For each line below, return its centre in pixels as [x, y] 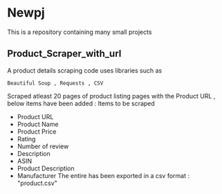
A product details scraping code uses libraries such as [85, 70]
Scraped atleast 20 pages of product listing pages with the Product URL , [111, 96]
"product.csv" [37, 183]
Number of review [43, 146]
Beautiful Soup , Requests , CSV [55, 83]
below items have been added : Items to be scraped [81, 103]
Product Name [38, 124]
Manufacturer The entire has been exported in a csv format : [103, 175]
